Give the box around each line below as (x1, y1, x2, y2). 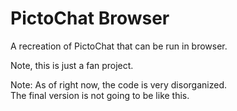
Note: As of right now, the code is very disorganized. (10, 78, 227, 91)
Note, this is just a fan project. (10, 59, 134, 71)
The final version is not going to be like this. (10, 89, 190, 101)
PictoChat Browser (10, 7, 170, 30)
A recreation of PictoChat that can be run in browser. (10, 40, 228, 52)
